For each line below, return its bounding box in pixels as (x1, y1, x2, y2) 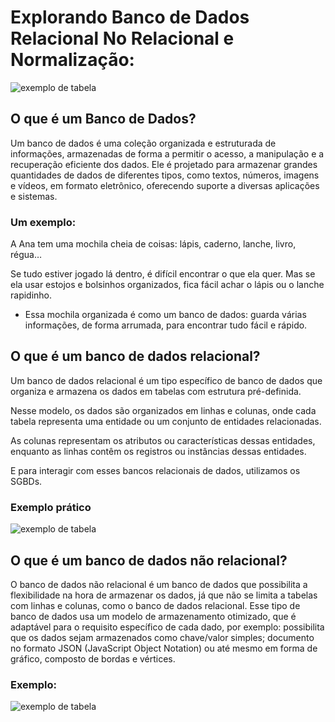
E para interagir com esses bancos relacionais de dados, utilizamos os (10, 464, 301, 476)
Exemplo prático (10, 500, 92, 514)
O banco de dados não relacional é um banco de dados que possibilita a (10, 578, 308, 590)
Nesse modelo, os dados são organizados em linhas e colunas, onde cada (10, 404, 317, 416)
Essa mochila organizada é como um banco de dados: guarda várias (24, 309, 307, 321)
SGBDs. (10, 475, 43, 487)
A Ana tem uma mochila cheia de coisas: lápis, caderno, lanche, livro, (10, 238, 297, 250)
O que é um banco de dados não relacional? (10, 552, 288, 569)
